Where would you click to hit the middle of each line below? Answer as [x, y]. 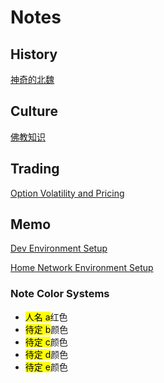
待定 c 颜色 [46, 342]
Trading [35, 169]
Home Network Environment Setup [82, 268]
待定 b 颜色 [46, 329]
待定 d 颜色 [46, 354]
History [34, 54]
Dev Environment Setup [59, 248]
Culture [34, 111]
